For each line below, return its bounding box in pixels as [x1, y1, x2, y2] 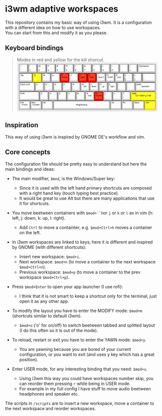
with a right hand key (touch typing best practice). [19, 190, 119, 196]
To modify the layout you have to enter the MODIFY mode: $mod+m [12, 308, 143, 313]
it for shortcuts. [19, 200, 50, 206]
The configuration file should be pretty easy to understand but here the [5, 161, 147, 167]
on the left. [19, 229, 41, 235]
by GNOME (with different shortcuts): [12, 244, 87, 250]
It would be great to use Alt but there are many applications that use [19, 195, 155, 201]
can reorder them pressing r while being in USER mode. [19, 381, 131, 386]
